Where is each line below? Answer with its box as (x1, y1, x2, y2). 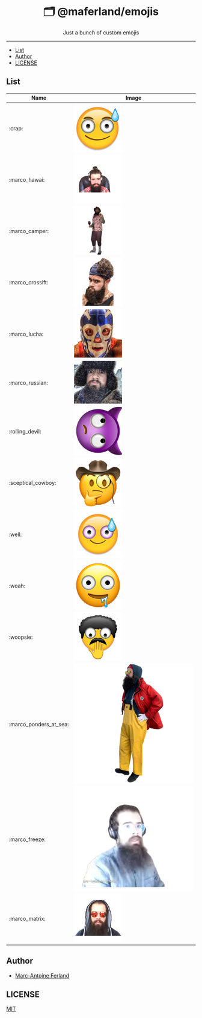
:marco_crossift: (8, 279, 49, 286)
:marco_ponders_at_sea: (8, 720, 69, 728)
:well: (8, 531, 22, 538)
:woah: (8, 582, 26, 589)
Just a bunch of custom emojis (63, 28, 139, 36)
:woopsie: (8, 633, 33, 641)
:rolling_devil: (8, 428, 41, 435)
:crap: (8, 124, 23, 132)
